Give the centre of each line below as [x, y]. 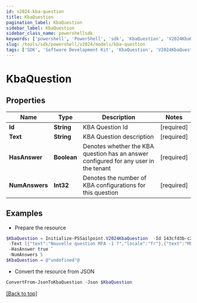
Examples [24, 213]
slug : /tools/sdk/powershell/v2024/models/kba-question [76, 45]
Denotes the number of [115, 178]
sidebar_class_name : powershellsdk [50, 34]
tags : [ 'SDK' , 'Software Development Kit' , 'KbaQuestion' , [80, 50]
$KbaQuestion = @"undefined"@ [43, 260]
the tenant [97, 168]
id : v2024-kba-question [35, 11]
